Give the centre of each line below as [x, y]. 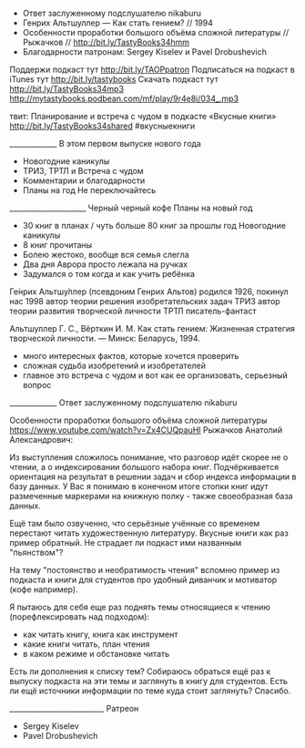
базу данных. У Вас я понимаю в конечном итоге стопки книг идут [139, 486]
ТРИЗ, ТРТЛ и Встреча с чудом [83, 171]
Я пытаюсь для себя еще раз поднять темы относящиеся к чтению [140, 607]
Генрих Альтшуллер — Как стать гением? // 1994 [118, 23]
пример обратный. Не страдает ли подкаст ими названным [126, 543]
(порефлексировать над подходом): [80, 617]
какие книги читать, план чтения [86, 644]
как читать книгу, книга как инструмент [100, 634]
